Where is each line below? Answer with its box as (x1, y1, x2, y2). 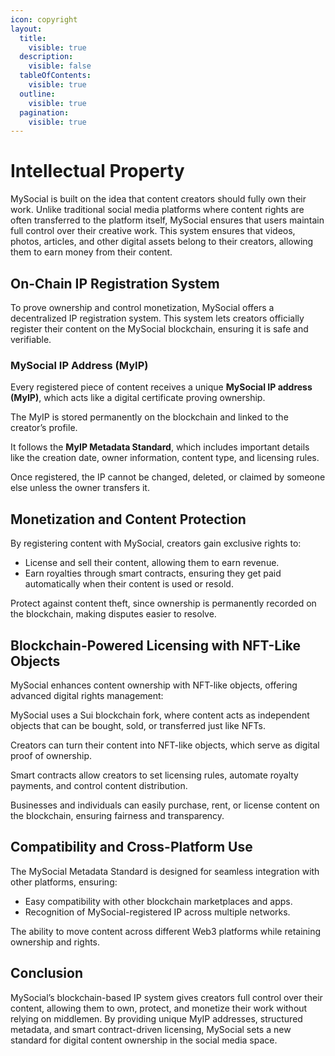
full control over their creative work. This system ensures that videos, (10, 225, 296, 237)
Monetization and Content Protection (10, 511, 247, 528)
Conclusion (10, 965, 84, 982)
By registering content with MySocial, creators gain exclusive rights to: (10, 537, 302, 550)
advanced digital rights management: (10, 689, 164, 701)
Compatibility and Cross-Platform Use (10, 839, 253, 856)
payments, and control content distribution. (10, 779, 188, 791)
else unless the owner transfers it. (10, 482, 150, 494)
